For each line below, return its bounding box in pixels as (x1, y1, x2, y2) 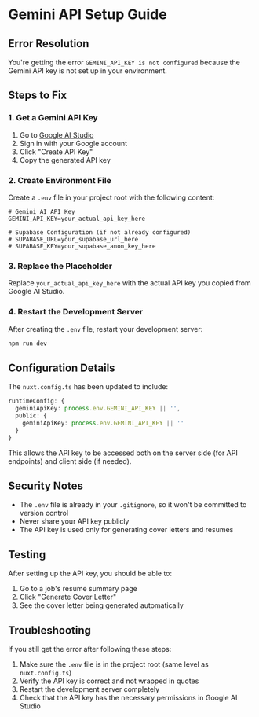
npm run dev (8, 340, 47, 347)
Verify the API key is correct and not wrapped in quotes (19, 676, 199, 686)
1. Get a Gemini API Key (8, 112, 98, 123)
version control (19, 509, 69, 518)
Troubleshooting (8, 623, 92, 637)
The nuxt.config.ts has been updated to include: (8, 382, 169, 392)
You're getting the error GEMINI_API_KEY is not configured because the (8, 57, 241, 67)
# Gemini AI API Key (8, 208, 76, 215)
